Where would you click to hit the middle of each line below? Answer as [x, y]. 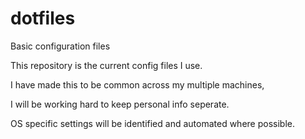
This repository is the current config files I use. [106, 65]
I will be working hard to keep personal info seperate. [120, 104]
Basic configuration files [60, 46]
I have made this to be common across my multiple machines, [137, 84]
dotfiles [43, 18]
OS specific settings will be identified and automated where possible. [152, 123]
